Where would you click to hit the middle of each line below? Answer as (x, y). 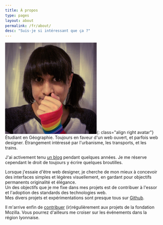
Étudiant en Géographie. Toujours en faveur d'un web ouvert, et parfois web (82, 138)
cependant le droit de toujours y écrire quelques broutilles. (64, 163)
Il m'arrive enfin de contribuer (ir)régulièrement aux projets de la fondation (80, 207)
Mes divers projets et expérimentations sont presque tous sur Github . (75, 198)
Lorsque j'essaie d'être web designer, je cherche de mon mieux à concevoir (81, 172)
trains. (11, 148)
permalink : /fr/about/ (28, 26)
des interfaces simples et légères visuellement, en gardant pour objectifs (78, 177)
